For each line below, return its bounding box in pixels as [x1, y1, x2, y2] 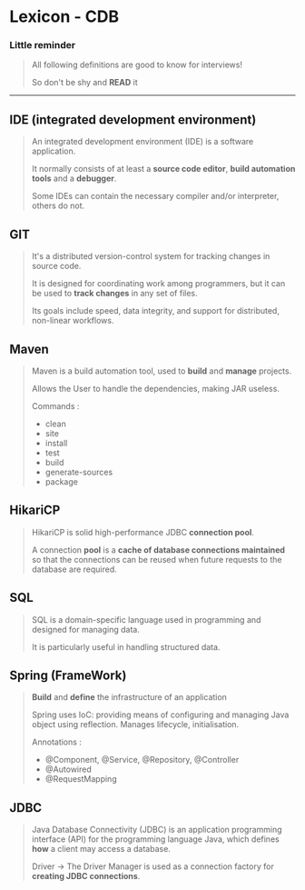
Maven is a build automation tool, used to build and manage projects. [31, 365, 292, 376]
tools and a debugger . [31, 173, 117, 184]
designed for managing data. [31, 624, 141, 635]
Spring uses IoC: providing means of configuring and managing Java [31, 709, 290, 720]
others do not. [31, 200, 84, 211]
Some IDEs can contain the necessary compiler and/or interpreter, [31, 191, 280, 202]
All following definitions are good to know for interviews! [31, 59, 243, 70]
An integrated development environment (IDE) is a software [31, 136, 254, 147]
